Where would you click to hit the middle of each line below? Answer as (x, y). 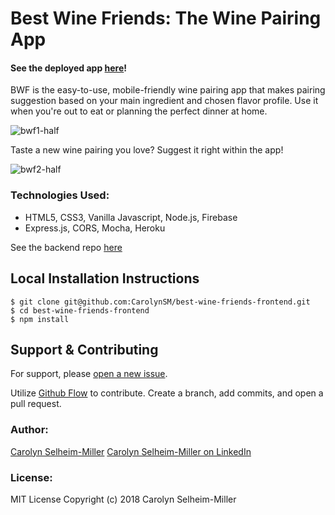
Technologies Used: (60, 195)
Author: (29, 430)
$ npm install (40, 319)
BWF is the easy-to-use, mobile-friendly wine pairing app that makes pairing (168, 90)
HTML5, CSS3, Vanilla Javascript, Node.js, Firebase (131, 217)
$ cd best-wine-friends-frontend (80, 310)
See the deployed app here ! (69, 68)
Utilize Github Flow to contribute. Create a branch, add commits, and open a (167, 393)
